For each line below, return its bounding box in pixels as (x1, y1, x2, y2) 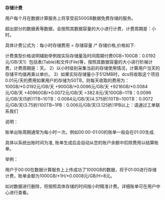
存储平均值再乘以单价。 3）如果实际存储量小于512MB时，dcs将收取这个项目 (5, 71, 160, 77)
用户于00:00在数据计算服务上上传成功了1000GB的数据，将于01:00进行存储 (5, 167, 157, 172)
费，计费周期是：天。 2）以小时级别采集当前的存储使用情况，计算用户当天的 (5, 65, 160, 71)
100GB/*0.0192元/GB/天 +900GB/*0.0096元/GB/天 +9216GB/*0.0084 (5, 84, 148, 89)
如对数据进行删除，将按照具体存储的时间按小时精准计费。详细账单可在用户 (5, 183, 156, 189)
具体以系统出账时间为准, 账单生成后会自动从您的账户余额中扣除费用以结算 (5, 140, 154, 145)
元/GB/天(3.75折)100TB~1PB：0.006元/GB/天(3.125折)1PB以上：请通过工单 (5, 102, 156, 108)
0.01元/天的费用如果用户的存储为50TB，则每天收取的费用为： (5, 77, 130, 83)
